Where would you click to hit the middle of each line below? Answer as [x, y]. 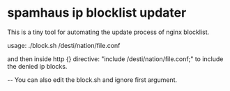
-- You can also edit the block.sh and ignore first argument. [92, 80]
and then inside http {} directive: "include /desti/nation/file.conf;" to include [115, 59]
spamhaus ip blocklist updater [97, 13]
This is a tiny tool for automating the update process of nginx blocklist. [108, 32]
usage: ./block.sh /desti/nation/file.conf [64, 45]
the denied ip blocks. [37, 66]
